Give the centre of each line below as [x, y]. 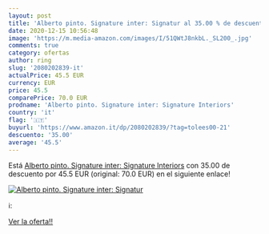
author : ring [30, 61]
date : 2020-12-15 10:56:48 [53, 30]
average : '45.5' [35, 142]
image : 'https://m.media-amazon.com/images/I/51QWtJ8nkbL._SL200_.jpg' [130, 38]
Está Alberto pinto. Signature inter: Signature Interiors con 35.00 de [119, 165]
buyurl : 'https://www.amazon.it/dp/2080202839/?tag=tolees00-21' [119, 127]
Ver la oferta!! [31, 221]
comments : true [34, 46]
